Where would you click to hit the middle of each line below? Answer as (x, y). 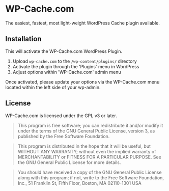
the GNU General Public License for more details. (69, 162)
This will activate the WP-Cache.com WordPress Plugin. (64, 51)
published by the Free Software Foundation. (64, 136)
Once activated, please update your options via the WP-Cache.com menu (82, 81)
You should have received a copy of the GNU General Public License (90, 172)
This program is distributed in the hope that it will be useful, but (84, 146)
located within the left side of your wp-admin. (53, 87)
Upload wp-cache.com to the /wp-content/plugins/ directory (75, 61)
